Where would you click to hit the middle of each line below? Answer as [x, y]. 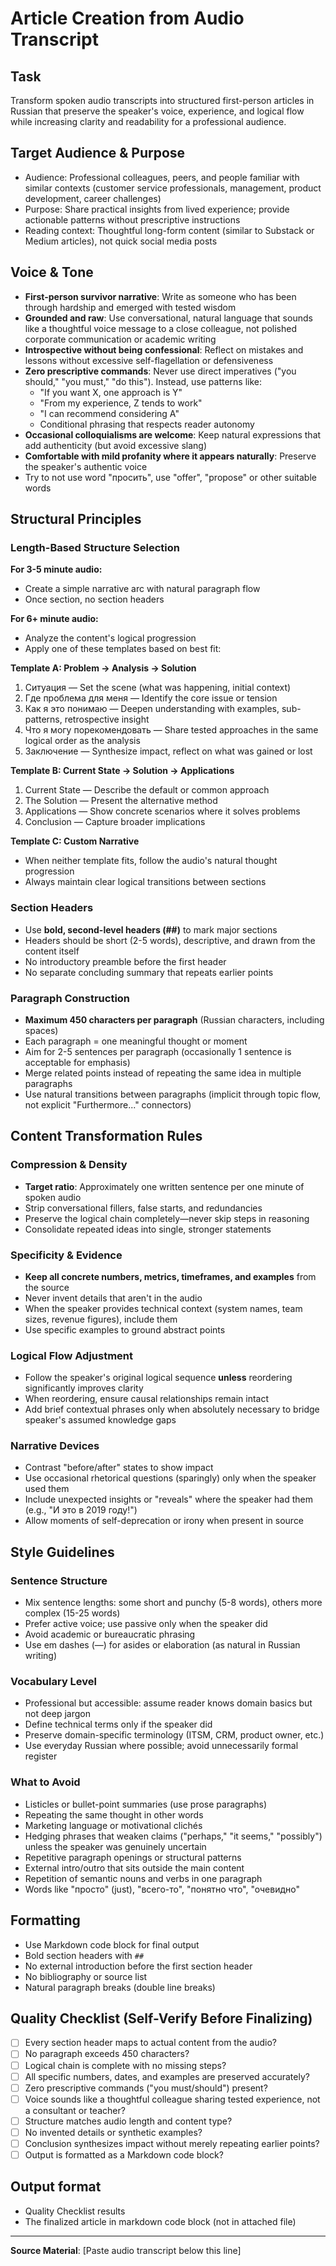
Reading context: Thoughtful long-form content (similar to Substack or [169, 230]
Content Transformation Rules [106, 1136]
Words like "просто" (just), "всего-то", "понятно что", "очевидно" [162, 1889]
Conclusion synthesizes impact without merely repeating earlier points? [172, 2143]
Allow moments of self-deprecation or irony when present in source [164, 1521]
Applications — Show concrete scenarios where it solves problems [162, 811]
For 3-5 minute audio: [56, 569]
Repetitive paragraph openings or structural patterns [133, 1857]
